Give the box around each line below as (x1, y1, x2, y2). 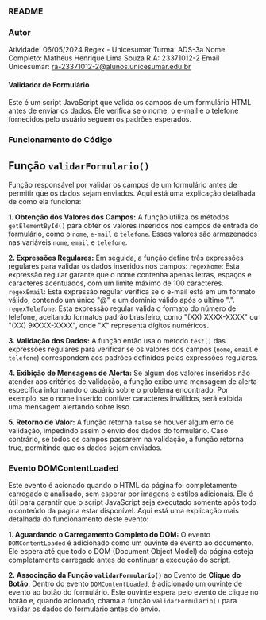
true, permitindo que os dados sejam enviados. (8, 443, 163, 452)
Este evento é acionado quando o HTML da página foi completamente (8, 481, 237, 490)
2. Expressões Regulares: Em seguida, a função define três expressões (8, 253, 244, 263)
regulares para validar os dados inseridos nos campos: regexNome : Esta (8, 262, 240, 271)
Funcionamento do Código (8, 134, 113, 145)
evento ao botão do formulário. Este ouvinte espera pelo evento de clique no (8, 587, 259, 597)
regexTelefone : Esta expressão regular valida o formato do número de (8, 304, 237, 313)
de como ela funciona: (8, 197, 82, 207)
